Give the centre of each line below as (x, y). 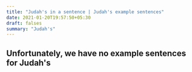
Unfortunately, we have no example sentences (96, 53)
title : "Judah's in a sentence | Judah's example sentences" (85, 12)
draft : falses (24, 23)
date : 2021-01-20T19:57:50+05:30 (49, 18)
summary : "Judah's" (31, 29)
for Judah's (29, 63)
